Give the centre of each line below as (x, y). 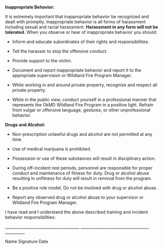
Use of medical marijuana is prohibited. (52, 149)
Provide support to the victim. (42, 61)
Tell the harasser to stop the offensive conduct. (60, 51)
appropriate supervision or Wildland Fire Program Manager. (72, 75)
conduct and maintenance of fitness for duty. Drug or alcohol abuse (81, 173)
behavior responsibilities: (30, 217)
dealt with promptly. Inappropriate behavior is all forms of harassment (75, 22)
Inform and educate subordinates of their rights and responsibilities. (81, 42)
